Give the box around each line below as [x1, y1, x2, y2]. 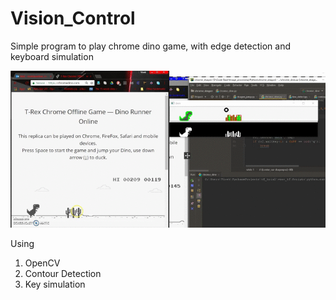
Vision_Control [10, 7, 136, 30]
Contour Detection [24, 268, 102, 280]
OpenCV [24, 257, 61, 269]
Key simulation [24, 278, 86, 291]
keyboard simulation [10, 50, 94, 62]
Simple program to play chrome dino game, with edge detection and [10, 40, 291, 52]
